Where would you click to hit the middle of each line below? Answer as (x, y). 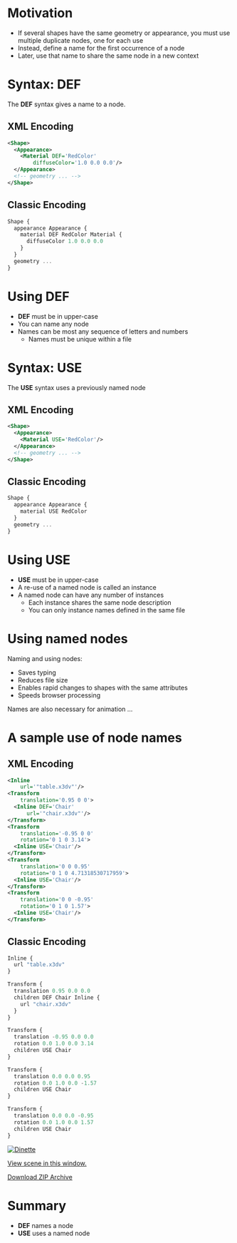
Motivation (40, 13)
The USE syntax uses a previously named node (77, 387)
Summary (37, 1206)
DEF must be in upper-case (58, 316)
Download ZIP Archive (40, 1177)
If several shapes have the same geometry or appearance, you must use (124, 33)
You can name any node (53, 324)
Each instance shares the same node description (100, 602)
